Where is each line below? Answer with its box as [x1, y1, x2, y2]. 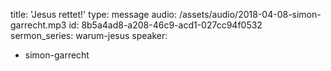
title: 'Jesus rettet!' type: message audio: [10, 9, 177, 20]
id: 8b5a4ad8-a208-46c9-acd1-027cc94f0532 [68, 19, 263, 31]
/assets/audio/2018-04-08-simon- [178, 9, 322, 20]
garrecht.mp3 [10, 19, 67, 31]
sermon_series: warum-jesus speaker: [10, 30, 168, 41]
